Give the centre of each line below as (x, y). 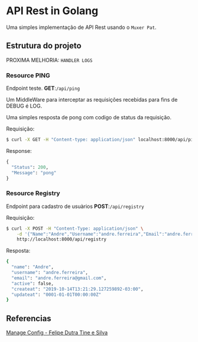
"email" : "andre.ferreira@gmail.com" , (59, 278)
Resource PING (28, 75)
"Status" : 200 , (30, 167)
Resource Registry (33, 193)
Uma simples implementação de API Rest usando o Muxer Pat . (81, 27)
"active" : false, (33, 284)
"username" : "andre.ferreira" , (50, 273)
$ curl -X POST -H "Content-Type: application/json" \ (75, 229)
